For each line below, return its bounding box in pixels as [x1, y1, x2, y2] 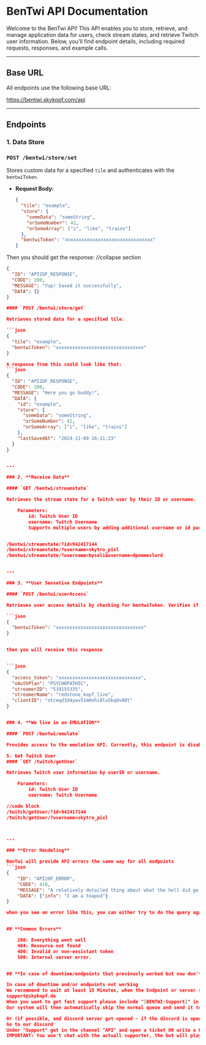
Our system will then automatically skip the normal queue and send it [6, 1005, 194, 1011]
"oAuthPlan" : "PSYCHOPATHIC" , [12, 680, 89, 687]
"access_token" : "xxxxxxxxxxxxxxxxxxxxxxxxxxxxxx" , [12, 674, 147, 681]
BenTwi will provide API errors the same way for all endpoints [6, 858, 174, 865]
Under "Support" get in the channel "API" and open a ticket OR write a [6, 1027, 196, 1033]
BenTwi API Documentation [6, 4, 148, 18]
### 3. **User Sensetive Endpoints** [6, 580, 103, 587]
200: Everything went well [17, 937, 86, 943]
